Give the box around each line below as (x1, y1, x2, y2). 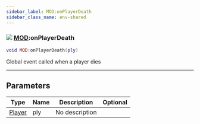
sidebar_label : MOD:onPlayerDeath (6, 8, 92, 15)
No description (55, 108, 97, 116)
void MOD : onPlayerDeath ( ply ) (6, 47, 79, 53)
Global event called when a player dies (6, 58, 101, 65)
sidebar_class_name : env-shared (6, 14, 86, 20)
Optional (102, 98, 128, 107)
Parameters (6, 81, 51, 91)
